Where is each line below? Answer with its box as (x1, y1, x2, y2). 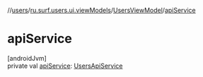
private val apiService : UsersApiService (7, 61, 123, 70)
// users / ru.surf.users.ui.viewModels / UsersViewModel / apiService (7, 6, 196, 14)
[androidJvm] (7, 54, 47, 62)
